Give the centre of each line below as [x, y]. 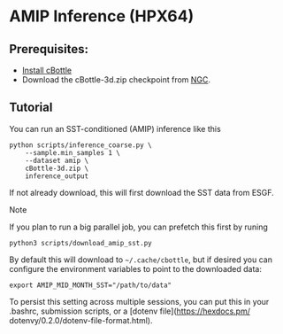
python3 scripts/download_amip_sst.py [80, 243]
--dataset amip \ [57, 160]
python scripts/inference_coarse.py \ [80, 145]
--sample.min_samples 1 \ [73, 152]
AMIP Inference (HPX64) [102, 16]
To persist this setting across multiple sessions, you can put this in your [139, 301]
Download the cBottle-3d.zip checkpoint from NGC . [116, 80]
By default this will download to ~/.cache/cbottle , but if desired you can [141, 260]
